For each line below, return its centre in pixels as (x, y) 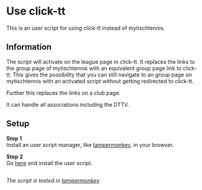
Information (29, 47)
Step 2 (15, 157)
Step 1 (14, 138)
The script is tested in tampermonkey (53, 180)
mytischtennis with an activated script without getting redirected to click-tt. (100, 81)
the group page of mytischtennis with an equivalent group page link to (94, 68)
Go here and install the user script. (49, 163)
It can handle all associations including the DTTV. (68, 104)
